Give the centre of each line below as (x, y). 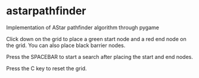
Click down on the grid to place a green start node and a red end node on (96, 39)
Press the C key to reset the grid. (47, 68)
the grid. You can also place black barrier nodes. (66, 45)
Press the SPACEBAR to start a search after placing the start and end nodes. (100, 57)
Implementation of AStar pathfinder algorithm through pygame (83, 27)
